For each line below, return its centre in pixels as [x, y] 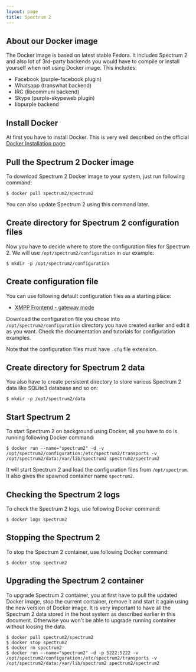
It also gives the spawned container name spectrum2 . [70, 476]
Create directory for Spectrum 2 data [76, 367]
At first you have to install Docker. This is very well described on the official [97, 137]
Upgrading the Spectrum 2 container [75, 581]
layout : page [22, 12]
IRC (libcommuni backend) [47, 92]
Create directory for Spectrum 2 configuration [93, 223]
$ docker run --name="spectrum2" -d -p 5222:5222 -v [72, 653]
